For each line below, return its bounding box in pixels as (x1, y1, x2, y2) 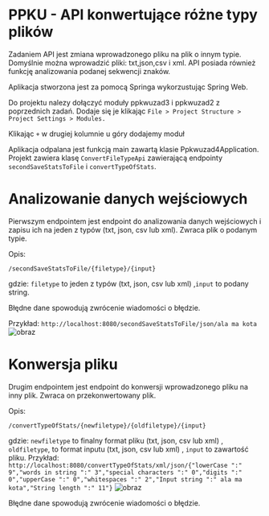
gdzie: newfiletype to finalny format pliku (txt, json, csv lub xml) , (8, 436, 223, 445)
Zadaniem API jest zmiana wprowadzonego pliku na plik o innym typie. (8, 49, 242, 59)
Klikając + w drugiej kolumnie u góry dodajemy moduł (8, 129, 185, 138)
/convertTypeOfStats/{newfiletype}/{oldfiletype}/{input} (8, 421, 206, 430)
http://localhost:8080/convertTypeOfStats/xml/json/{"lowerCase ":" (8, 461, 243, 469)
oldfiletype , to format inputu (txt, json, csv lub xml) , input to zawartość (8, 444, 249, 454)
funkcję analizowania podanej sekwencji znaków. (8, 66, 171, 76)
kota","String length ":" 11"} (8, 484, 113, 492)
